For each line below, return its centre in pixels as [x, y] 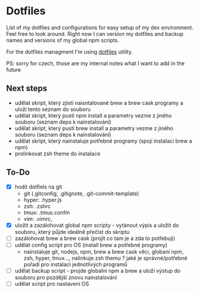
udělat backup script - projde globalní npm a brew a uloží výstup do [98, 270]
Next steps [27, 89]
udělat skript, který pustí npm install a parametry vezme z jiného [93, 115]
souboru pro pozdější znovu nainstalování [66, 277]
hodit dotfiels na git [38, 187]
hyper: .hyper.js [43, 200]
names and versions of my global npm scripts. [63, 40]
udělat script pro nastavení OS [52, 283]
